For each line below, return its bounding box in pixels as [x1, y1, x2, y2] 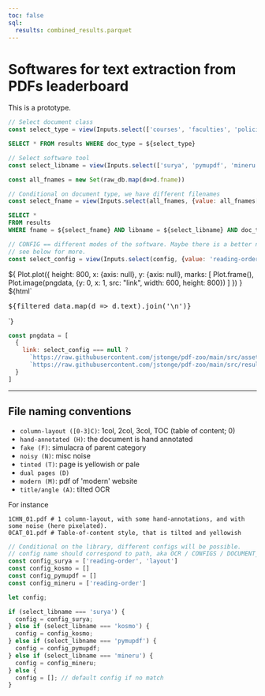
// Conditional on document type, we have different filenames [8, 190, 221, 198]
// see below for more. [8, 248, 87, 256]
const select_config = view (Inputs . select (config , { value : [8, 255, 207, 263]
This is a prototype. [8, 103, 71, 113]
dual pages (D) [19, 469, 70, 477]
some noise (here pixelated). [8, 522, 108, 529]
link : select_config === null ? [22, 346, 129, 354]
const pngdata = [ [8, 331, 69, 339]
